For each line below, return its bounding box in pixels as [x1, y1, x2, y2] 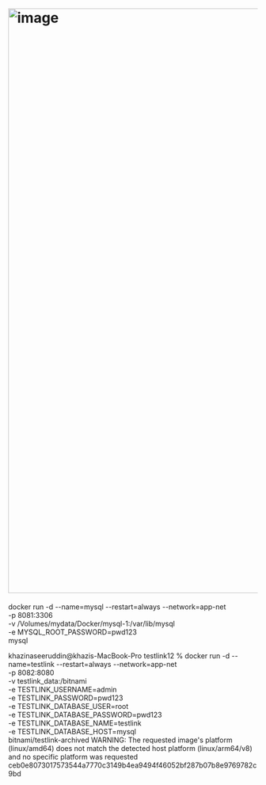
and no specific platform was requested [8, 752, 139, 761]
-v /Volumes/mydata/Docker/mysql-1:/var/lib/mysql [8, 619, 176, 628]
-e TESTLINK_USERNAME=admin [8, 684, 117, 694]
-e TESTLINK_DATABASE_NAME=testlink [8, 718, 142, 728]
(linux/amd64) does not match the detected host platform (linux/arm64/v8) [8, 743, 253, 753]
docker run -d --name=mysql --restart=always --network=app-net [8, 602, 226, 612]
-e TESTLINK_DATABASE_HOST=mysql [8, 726, 137, 736]
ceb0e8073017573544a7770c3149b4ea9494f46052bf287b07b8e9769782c [8, 760, 257, 770]
